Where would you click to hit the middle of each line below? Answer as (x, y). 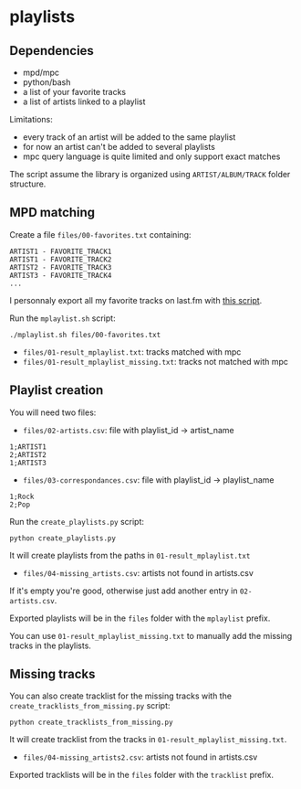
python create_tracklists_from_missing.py (91, 723)
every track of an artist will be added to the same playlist (129, 137)
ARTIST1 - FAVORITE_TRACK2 (61, 259)
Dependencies (52, 51)
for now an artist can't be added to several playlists (119, 147)
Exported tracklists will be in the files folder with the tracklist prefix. (142, 775)
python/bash (47, 82)
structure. (28, 184)
